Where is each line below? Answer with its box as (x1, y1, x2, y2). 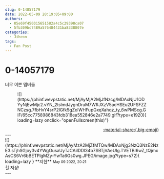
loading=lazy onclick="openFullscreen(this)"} (17, 117, 109, 123)
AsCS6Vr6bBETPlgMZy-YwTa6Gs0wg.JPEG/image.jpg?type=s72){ (5, 153, 140, 158)
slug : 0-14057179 (5, 7, 41, 12)
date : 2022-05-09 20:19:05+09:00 (5, 12, 73, 17)
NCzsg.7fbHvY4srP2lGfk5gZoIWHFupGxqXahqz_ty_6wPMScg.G (17, 107, 146, 112)
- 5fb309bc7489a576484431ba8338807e (9, 25, 84, 30)
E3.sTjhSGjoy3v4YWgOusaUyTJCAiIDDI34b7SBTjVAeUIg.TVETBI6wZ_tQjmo (5, 147, 159, 153)
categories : (5, 30, 29, 35)
